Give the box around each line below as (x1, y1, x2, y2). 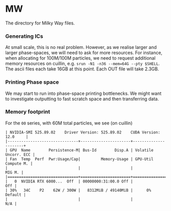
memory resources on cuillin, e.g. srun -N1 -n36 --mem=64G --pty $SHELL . (5, 61, 160, 67)
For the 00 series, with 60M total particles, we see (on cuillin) (5, 120, 133, 126)
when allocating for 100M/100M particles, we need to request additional (5, 55, 156, 61)
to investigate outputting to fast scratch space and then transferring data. (5, 95, 159, 102)
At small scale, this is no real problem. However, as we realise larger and (5, 44, 157, 50)
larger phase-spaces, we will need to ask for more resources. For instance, (5, 49, 163, 56)
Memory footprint (5, 108, 50, 115)
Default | (5, 192, 26, 197)
